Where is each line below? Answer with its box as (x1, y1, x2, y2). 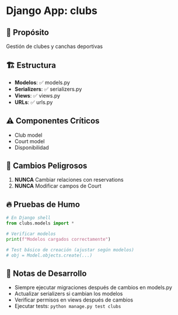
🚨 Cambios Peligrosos (6, 161, 88, 171)
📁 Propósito (6, 27, 50, 37)
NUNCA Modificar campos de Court (14, 182, 102, 189)
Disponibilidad (14, 144, 50, 151)
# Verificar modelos (6, 231, 57, 237)
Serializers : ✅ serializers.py (14, 85, 82, 92)
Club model (14, 131, 43, 139)
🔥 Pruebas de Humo (6, 199, 81, 209)
